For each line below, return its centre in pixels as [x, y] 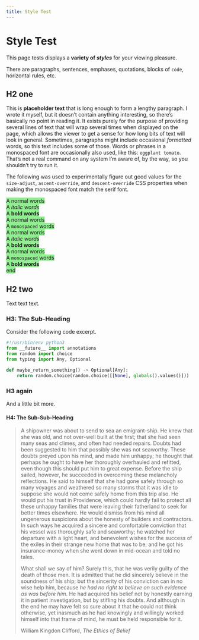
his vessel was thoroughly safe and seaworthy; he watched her [98, 532]
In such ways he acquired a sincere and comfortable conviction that [103, 526]
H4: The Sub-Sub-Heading [40, 418]
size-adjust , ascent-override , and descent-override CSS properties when [97, 183]
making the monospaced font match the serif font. [68, 189]
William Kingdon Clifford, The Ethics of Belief [75, 630]
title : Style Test [29, 12]
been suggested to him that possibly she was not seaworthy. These [103, 450]
